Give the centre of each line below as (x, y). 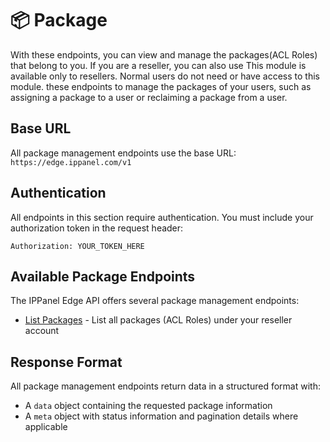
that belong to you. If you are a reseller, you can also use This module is (158, 65)
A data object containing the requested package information (148, 406)
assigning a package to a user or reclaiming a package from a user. (149, 97)
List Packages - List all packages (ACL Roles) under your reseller (158, 320)
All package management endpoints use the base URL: (123, 153)
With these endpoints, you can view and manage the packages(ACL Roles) (164, 54)
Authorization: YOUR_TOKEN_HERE (77, 246)
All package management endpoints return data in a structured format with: (165, 386)
